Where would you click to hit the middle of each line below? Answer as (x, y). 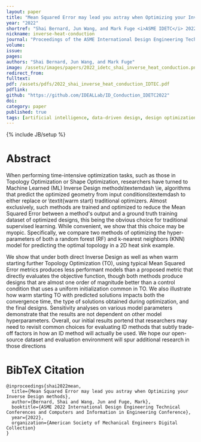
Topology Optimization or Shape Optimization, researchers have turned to (97, 182)
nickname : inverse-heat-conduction (51, 34)
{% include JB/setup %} (36, 135)
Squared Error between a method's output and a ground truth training (92, 214)
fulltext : (19, 78)
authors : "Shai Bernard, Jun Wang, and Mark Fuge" (71, 62)
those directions (26, 346)
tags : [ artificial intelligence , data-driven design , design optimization (101, 117)
